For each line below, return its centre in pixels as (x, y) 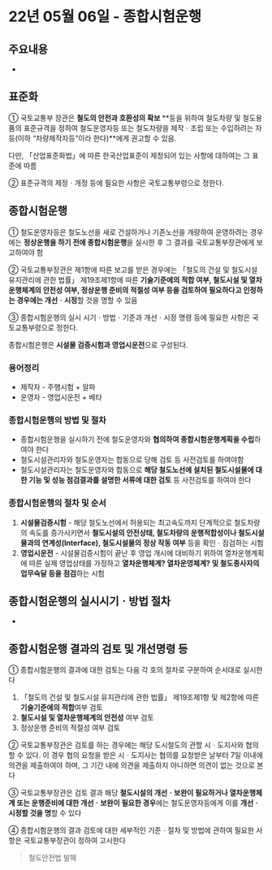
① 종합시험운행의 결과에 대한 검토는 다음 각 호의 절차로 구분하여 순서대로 (125, 670)
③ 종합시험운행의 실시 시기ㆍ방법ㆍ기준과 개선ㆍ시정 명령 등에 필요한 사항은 (129, 317)
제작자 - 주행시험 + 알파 (58, 387)
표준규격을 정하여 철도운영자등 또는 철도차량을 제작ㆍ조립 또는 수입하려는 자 (142, 128)
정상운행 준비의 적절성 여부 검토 (70, 728)
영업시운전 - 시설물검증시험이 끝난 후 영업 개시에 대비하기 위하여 (121, 552)
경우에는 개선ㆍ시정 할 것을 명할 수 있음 (77, 300)
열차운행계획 (244, 552)
